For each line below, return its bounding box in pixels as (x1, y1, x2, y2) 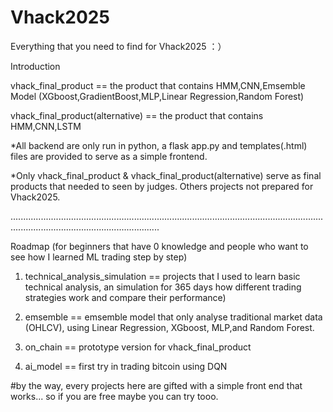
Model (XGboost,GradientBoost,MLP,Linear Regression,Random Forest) (10, 90, 305, 102)
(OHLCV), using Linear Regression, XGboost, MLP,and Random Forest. (24, 321, 315, 333)
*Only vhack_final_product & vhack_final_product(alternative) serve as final (10, 169, 322, 181)
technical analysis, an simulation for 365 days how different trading (24, 281, 302, 293)
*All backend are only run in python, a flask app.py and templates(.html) (10, 139, 308, 151)
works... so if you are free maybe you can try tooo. (10, 390, 219, 402)
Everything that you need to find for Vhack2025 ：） (10, 40, 227, 52)
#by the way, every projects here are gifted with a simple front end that (10, 379, 303, 391)
